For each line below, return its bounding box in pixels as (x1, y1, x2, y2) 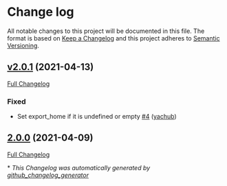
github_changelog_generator (7, 171, 89, 179)
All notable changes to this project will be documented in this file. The (7, 27, 205, 35)
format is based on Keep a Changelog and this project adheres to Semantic (7, 34, 220, 42)
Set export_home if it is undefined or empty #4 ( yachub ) (17, 113, 177, 121)
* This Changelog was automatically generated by (7, 163, 151, 172)
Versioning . (7, 41, 40, 49)
